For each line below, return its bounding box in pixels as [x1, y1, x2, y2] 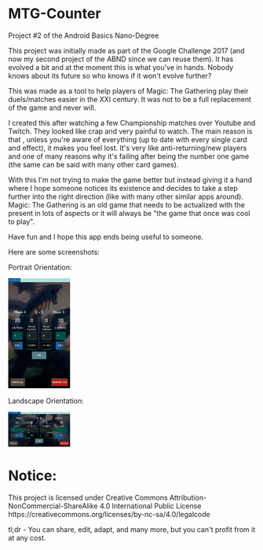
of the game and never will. [8, 103, 97, 112]
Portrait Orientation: [8, 262, 72, 272]
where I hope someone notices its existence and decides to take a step [8, 183, 238, 192]
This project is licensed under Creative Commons [8, 493, 168, 502]
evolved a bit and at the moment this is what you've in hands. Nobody [8, 62, 234, 71]
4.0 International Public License [99, 500, 202, 511]
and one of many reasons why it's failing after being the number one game [8, 151, 250, 161]
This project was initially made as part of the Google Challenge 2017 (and [8, 46, 245, 55]
